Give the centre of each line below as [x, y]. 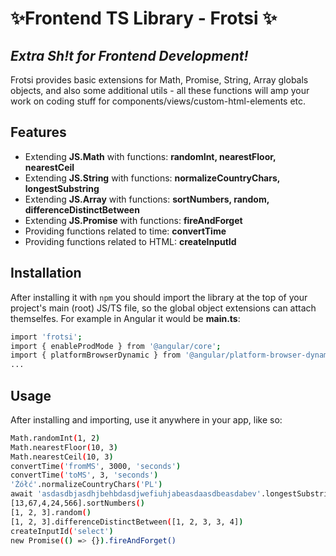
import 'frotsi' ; [46, 337]
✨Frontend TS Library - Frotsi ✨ [144, 18]
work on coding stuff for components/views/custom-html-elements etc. [158, 101]
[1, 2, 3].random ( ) [51, 512]
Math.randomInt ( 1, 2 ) [55, 438]
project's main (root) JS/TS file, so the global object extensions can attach [163, 308]
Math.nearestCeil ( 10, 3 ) [62, 457]
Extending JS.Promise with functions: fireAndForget [133, 220]
